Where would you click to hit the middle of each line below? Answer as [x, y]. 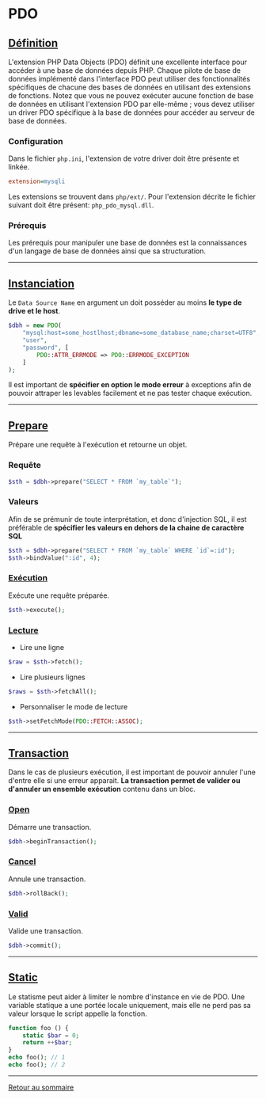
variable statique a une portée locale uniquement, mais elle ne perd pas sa [129, 1005]
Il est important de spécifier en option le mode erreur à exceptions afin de [130, 385]
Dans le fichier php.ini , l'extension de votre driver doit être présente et [124, 158]
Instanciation [42, 283]
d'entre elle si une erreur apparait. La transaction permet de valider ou [124, 781]
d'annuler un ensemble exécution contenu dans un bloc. [102, 789]
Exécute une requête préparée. [59, 595]
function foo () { [38, 1028]
